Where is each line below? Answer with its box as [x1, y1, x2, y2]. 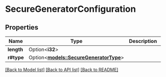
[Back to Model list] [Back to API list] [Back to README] [5, 67, 119, 73]
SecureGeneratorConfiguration [5, 3, 136, 15]
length [7, 46, 23, 53]
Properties [5, 23, 39, 32]
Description [128, 38, 157, 44]
